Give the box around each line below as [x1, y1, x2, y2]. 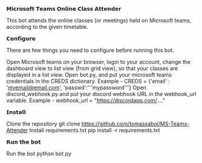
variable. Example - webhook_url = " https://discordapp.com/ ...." [6, 97, 165, 104]
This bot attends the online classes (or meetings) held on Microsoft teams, [6, 17, 192, 24]
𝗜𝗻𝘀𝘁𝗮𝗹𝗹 [6, 109, 26, 115]
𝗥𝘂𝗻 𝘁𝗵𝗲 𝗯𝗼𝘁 [6, 138, 41, 145]
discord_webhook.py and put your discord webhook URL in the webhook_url [6, 91, 197, 97]
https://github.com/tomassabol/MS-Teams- [81, 120, 190, 127]
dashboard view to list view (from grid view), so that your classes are [6, 65, 178, 72]
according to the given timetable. [6, 24, 89, 30]
